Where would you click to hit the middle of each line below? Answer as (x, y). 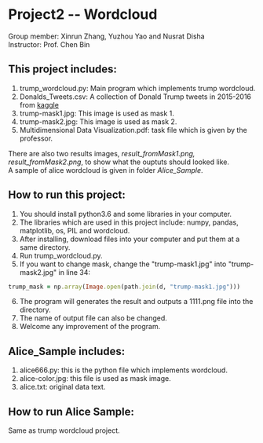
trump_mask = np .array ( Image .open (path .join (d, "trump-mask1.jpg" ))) (124, 287)
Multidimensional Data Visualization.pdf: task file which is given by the (133, 130)
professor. (36, 138)
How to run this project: (67, 195)
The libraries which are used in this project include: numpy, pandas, (129, 222)
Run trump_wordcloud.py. (61, 255)
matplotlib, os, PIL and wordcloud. (75, 230)
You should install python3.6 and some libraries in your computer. (126, 214)
